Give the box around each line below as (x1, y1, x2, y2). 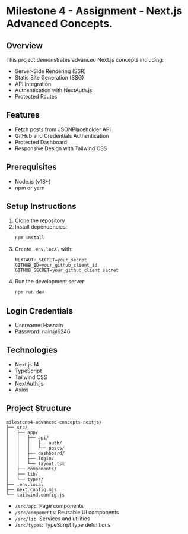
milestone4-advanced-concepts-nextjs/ (6, 419, 102, 425)
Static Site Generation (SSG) (14, 74, 84, 81)
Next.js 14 (14, 361, 40, 368)
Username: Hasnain (14, 322, 63, 328)
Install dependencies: (14, 223, 68, 230)
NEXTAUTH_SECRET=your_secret (14, 257, 87, 263)
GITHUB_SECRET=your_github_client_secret (14, 267, 119, 274)
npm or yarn (14, 184, 45, 191)
